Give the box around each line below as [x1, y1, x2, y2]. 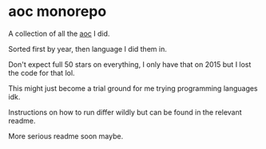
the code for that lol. [8, 68, 75, 77]
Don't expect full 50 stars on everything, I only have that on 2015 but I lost [8, 59, 252, 69]
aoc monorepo [8, 2, 107, 21]
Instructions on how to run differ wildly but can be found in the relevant [8, 107, 242, 117]
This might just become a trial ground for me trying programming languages [8, 83, 258, 93]
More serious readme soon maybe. [8, 131, 124, 141]
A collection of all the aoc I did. [8, 29, 110, 38]
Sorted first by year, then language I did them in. [8, 44, 168, 53]
